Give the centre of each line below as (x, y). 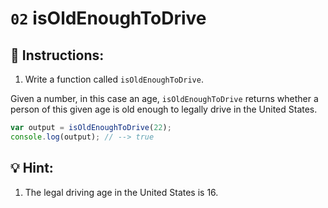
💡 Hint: (32, 168)
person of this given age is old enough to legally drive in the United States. (164, 109)
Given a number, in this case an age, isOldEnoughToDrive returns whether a (164, 98)
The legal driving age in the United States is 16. (121, 192)
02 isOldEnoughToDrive (108, 18)
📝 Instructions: (57, 55)
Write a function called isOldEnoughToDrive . (114, 79)
